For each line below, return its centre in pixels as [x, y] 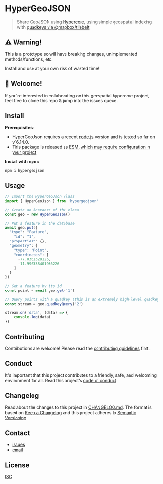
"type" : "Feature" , [29, 232]
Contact [17, 433]
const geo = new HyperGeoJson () [38, 214]
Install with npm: [22, 162]
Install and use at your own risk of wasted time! [52, 68]
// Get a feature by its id [33, 286]
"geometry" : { [24, 246]
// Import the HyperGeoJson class [40, 197]
